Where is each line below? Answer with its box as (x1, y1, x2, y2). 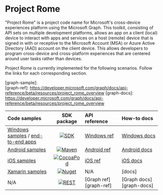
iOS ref (84, 157, 101, 164)
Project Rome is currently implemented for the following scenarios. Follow (5, 65, 153, 71)
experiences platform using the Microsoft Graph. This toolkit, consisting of (5, 24, 154, 30)
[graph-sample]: (5, 79, 38, 86)
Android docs (121, 146, 153, 153)
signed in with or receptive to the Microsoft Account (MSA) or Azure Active (5, 40, 155, 46)
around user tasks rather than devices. (5, 55, 82, 61)
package (56, 118, 78, 124)
